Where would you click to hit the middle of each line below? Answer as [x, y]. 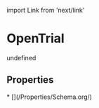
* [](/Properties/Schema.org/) [49, 97]
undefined [21, 58]
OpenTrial [35, 39]
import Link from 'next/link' [46, 10]
